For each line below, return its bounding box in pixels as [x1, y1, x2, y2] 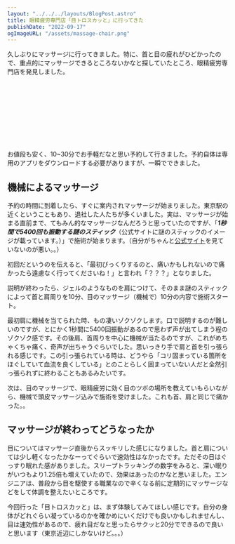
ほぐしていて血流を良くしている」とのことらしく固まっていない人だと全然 [7, 360, 222, 369]
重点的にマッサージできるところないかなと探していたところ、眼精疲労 [19, 59, 222, 67]
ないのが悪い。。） [13, 245, 63, 253]
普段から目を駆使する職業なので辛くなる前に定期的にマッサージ [37, 479, 222, 487]
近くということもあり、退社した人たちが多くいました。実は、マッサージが [7, 210, 222, 218]
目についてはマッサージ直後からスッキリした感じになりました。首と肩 [7, 444, 210, 452]
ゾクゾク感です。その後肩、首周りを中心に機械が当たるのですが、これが [7, 334, 216, 343]
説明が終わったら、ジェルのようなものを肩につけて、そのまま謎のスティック [7, 284, 228, 292]
